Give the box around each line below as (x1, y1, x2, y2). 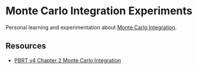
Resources (5, 41, 46, 51)
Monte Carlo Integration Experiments (5, 4, 193, 18)
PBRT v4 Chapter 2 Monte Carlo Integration (14, 56, 121, 63)
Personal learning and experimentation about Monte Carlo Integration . (5, 24, 177, 31)
